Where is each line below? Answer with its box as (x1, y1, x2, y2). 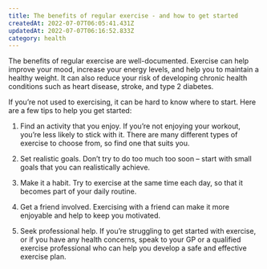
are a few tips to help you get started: (8, 106, 132, 116)
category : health (8, 34, 67, 43)
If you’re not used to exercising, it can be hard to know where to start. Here (8, 97, 257, 107)
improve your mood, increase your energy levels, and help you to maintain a (8, 65, 259, 75)
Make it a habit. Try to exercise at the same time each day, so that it (19, 178, 243, 188)
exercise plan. (19, 252, 67, 262)
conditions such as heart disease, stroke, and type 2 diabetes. (8, 82, 214, 92)
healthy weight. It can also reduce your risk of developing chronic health (8, 73, 248, 83)
